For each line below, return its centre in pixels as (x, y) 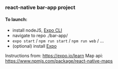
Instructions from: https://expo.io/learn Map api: (54, 56)
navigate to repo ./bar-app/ (40, 36)
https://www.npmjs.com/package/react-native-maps (59, 61)
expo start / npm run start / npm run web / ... (58, 41)
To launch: (16, 19)
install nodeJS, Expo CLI (37, 30)
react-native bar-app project (40, 7)
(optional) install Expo (34, 46)
